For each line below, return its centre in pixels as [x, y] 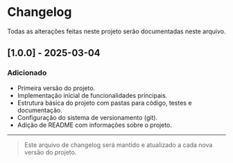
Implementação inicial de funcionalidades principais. [92, 95]
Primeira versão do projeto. [56, 88]
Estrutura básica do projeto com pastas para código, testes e [104, 103]
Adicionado [27, 73]
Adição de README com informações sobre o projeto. [94, 125]
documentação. [40, 110]
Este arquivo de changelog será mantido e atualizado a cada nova [118, 145]
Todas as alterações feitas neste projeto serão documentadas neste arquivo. [116, 31]
